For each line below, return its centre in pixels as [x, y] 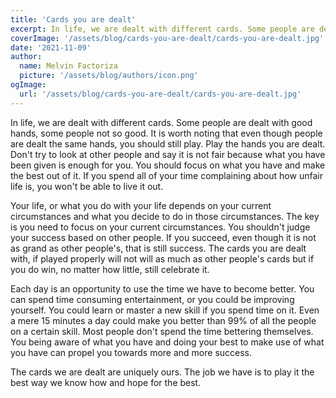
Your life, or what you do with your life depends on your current [141, 205]
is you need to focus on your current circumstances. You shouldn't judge [160, 227]
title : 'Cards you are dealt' [73, 19]
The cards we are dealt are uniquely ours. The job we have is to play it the [162, 372]
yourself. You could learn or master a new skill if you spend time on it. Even [165, 310]
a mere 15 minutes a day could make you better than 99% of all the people [163, 320]
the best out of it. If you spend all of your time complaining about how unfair [166, 175]
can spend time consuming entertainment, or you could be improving [152, 299]
